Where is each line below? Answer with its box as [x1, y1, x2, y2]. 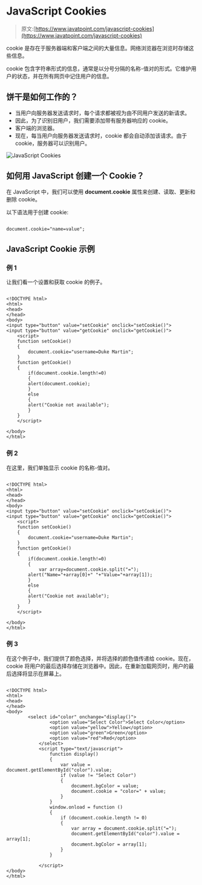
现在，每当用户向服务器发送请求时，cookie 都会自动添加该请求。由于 [15, 132, 187, 139]
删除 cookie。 [6, 195, 41, 203]
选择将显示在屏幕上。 [11, 670, 65, 677]
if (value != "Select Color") [60, 772, 137, 778]
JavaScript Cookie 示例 [6, 244, 95, 254]
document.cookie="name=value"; [6, 226, 85, 232]
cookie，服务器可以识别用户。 [15, 140, 91, 147]
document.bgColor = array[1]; [71, 841, 148, 847]
